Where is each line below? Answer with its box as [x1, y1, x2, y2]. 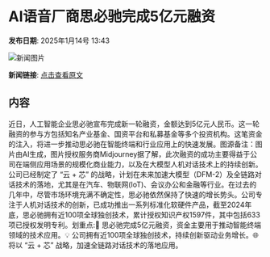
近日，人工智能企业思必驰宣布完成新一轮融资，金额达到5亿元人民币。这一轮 [8, 119, 260, 128]
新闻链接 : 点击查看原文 [8, 70, 83, 79]
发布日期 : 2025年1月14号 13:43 [8, 36, 110, 45]
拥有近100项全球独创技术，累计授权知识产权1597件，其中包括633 [43, 209, 260, 219]
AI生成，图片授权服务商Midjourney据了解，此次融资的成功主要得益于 [22, 149, 251, 158]
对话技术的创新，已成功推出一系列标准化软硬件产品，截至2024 [35, 200, 245, 209]
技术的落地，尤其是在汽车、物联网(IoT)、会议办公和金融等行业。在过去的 [15, 179, 257, 189]
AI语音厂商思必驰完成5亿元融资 [8, 7, 216, 26]
